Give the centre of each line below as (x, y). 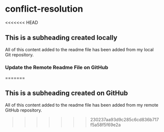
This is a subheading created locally (61, 38)
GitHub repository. (24, 110)
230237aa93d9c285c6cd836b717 (125, 119)
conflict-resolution (44, 9)
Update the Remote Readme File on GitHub (57, 67)
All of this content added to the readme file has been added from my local (80, 49)
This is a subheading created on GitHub (67, 93)
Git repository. (19, 55)
